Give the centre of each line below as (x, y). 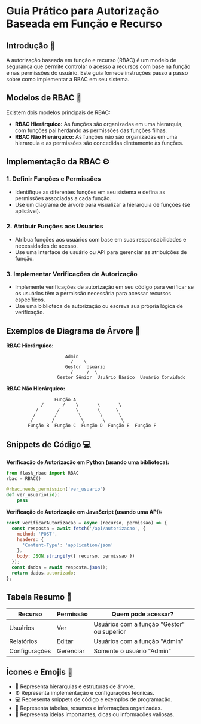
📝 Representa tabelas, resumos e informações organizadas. (89, 708)
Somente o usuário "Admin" (133, 651)
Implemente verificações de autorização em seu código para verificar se (104, 287)
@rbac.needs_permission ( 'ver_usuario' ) (56, 489)
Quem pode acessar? (143, 614)
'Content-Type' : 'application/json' (68, 545)
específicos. (30, 300)
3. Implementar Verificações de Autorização (72, 274)
